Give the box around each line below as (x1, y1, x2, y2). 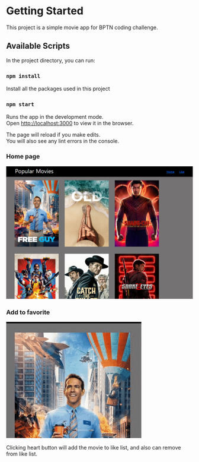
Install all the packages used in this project (6, 85, 111, 93)
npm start (6, 101, 34, 107)
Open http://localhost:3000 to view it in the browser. (6, 120, 134, 127)
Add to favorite (6, 308, 50, 316)
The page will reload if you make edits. (6, 131, 101, 138)
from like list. (6, 450, 37, 458)
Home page (6, 153, 40, 161)
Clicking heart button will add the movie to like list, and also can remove (6, 444, 181, 451)
